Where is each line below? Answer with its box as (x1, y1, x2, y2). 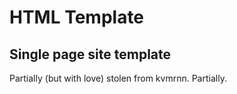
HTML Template (9, 6, 145, 29)
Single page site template (9, 46, 172, 63)
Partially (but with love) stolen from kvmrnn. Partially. (9, 72, 227, 84)
